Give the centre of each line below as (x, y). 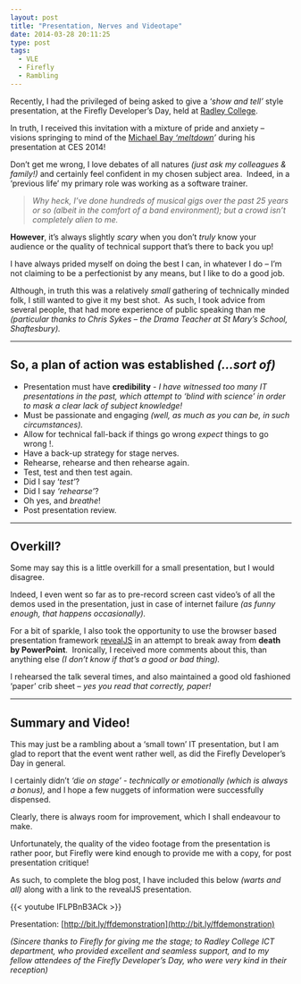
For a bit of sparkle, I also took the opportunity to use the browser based (144, 631)
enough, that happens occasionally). (78, 614)
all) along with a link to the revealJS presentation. (101, 889)
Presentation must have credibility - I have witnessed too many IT (145, 386)
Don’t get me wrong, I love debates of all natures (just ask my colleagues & (148, 164)
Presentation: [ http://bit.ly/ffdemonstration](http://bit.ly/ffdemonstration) (142, 924)
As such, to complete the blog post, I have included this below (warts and (146, 880)
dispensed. (31, 800)
